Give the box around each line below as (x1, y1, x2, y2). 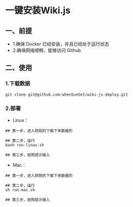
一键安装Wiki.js (5, 5, 71, 16)
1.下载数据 (5, 80, 30, 87)
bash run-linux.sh (5, 142, 44, 147)
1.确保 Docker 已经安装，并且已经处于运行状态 (12, 41, 109, 47)
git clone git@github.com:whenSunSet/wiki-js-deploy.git (5, 92, 128, 97)
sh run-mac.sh (5, 187, 36, 192)
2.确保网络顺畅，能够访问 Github (12, 47, 81, 53)
